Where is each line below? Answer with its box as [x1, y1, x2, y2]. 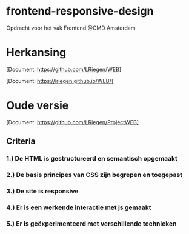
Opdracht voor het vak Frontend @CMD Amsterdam [6, 24, 136, 32]
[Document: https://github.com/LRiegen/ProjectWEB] [6, 118, 139, 125]
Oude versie [6, 99, 69, 113]
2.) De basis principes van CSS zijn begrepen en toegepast [6, 171, 183, 179]
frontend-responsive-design [6, 4, 154, 18]
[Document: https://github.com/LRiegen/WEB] [6, 65, 122, 73]
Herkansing [6, 45, 67, 59]
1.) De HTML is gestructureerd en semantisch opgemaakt [6, 155, 177, 163]
